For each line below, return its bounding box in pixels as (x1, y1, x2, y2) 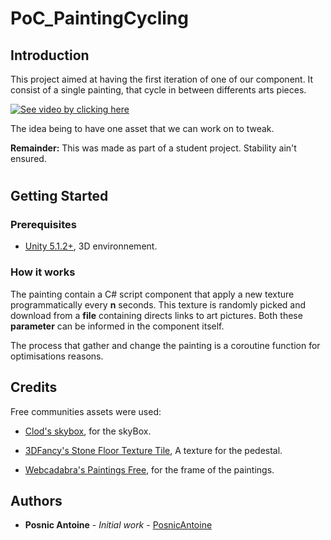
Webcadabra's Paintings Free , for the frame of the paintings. (24, 463, 275, 476)
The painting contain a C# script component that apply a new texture (10, 288, 295, 300)
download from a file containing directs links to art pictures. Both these (10, 309, 303, 321)
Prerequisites (10, 218, 77, 232)
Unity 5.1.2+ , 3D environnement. (24, 240, 158, 252)
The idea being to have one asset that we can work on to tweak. (10, 123, 275, 134)
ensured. (10, 153, 47, 164)
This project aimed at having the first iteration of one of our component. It (10, 73, 314, 85)
